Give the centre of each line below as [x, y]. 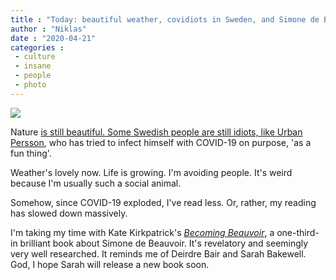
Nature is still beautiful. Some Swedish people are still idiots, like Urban [156, 132]
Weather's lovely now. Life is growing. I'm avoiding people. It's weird [151, 172]
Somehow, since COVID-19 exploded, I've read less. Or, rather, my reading [163, 202]
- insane [33, 66]
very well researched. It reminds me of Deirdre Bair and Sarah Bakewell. [158, 253]
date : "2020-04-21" [53, 38]
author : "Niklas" [48, 29]
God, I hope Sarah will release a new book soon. [110, 264]
